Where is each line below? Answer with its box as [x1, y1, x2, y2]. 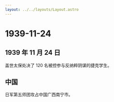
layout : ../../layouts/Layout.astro [5, 7, 79, 12]
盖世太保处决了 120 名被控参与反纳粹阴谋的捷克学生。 [5, 62, 112, 68]
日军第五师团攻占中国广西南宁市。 [5, 92, 73, 98]
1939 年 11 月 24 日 [5, 49, 60, 57]
